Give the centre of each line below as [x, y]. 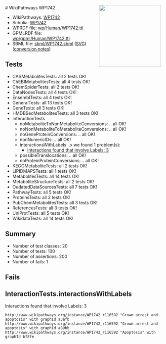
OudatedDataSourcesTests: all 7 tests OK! [55, 187]
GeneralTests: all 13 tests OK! [42, 102]
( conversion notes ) [31, 49]
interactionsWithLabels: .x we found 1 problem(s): [70, 145]
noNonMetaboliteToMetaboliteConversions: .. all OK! [73, 129]
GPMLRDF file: [27, 33]
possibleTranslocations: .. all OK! [53, 155]
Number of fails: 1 [30, 261]
